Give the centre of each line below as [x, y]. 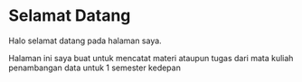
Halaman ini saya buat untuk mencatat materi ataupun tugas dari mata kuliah [151, 58]
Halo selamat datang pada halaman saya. [85, 41]
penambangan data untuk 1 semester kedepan [95, 68]
